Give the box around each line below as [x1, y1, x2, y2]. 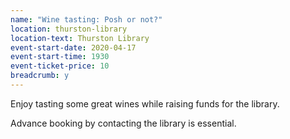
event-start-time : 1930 [10, 52, 110, 62]
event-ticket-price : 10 [10, 61, 110, 71]
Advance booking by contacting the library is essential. [10, 117, 237, 129]
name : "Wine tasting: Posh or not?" [10, 14, 163, 25]
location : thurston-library [10, 24, 128, 34]
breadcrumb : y [10, 71, 70, 81]
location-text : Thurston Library [10, 33, 150, 43]
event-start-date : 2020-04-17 [10, 42, 137, 53]
